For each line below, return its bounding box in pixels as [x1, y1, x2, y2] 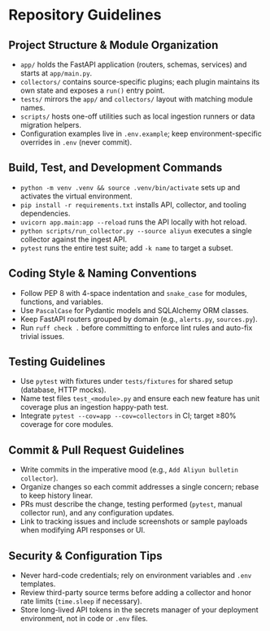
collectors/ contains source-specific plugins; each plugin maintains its [20, 77, 260, 86]
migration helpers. [20, 120, 82, 129]
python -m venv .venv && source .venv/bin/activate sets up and [20, 182, 241, 192]
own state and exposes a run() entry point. [20, 85, 165, 95]
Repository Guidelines [8, 6, 162, 24]
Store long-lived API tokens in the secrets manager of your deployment [20, 605, 259, 615]
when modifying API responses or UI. [20, 525, 146, 535]
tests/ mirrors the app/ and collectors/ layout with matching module [20, 94, 254, 103]
